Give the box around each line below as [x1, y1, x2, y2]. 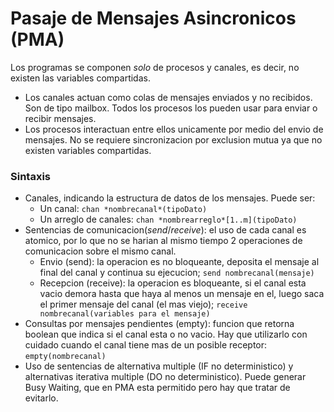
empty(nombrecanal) [24, 352, 107, 362]
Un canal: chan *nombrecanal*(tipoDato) [39, 203, 208, 215]
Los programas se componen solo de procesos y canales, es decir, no [10, 61, 300, 73]
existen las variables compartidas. [10, 72, 151, 84]
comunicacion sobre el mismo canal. [24, 245, 177, 257]
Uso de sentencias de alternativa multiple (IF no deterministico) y [24, 360, 294, 372]
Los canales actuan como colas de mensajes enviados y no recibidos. [24, 91, 313, 103]
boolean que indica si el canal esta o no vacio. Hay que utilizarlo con [24, 328, 308, 341]
